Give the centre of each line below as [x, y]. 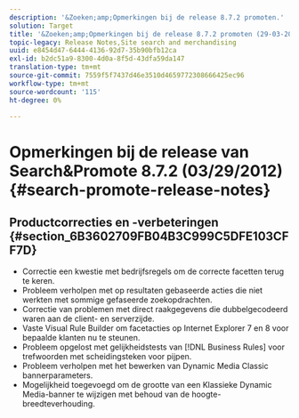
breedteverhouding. [58, 404]
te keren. [38, 281]
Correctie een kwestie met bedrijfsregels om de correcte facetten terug [153, 271]
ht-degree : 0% [36, 100]
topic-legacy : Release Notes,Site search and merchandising [123, 42]
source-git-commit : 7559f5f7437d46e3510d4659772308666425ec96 [127, 76]
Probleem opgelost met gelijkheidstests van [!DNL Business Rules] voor [153, 347]
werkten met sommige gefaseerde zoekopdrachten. [117, 300]
